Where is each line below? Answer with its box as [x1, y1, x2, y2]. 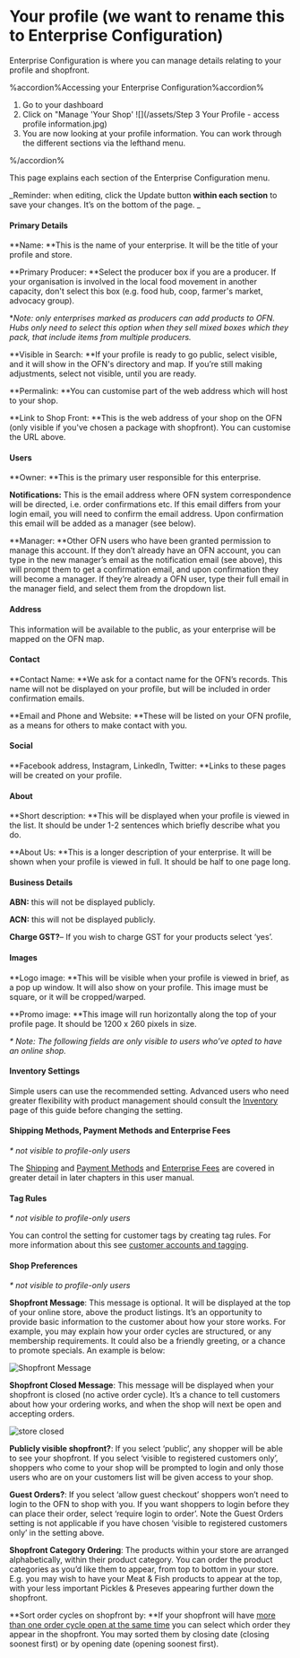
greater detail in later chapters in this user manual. [9, 1171, 195, 1182]
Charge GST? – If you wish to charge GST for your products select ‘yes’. [9, 932, 273, 943]
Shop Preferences [9, 1259, 78, 1271]
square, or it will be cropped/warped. [9, 991, 146, 1002]
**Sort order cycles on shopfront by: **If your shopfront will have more [9, 1610, 276, 1621]
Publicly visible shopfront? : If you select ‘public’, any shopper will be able [9, 1443, 284, 1454]
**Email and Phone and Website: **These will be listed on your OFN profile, [9, 710, 292, 721]
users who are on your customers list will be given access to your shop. [9, 1472, 274, 1483]
